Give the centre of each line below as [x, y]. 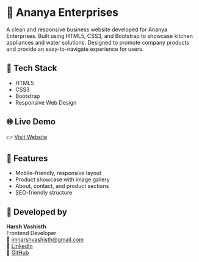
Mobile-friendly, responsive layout [58, 173]
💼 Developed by [37, 211]
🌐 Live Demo [31, 122]
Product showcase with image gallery [62, 179]
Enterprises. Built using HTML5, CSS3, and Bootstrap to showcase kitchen [100, 36]
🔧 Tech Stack [32, 68]
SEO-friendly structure [44, 193]
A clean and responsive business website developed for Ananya [87, 29]
